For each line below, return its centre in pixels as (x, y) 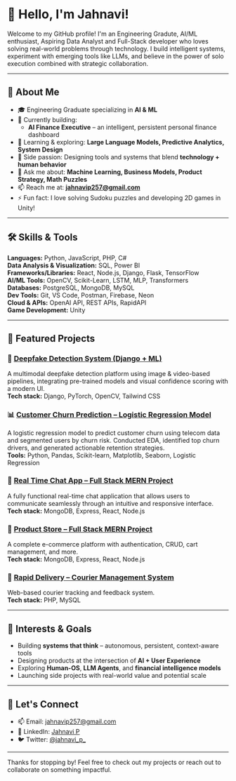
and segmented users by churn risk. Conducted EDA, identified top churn (113, 440)
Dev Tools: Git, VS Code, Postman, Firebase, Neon (81, 295)
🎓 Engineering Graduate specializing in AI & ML (87, 109)
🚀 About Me (33, 92)
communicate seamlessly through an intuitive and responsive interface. (111, 503)
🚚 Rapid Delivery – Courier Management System (91, 578)
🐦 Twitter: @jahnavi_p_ (52, 740)
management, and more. (43, 552)
